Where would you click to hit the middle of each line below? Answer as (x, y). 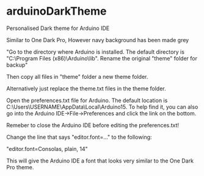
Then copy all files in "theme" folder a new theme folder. (77, 76)
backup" (17, 65)
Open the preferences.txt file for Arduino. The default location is (87, 100)
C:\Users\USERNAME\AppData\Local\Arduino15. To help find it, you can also (102, 107)
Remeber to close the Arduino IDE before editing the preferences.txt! (93, 125)
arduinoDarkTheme (56, 11)
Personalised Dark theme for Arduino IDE (58, 28)
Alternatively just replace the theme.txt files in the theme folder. (86, 88)
